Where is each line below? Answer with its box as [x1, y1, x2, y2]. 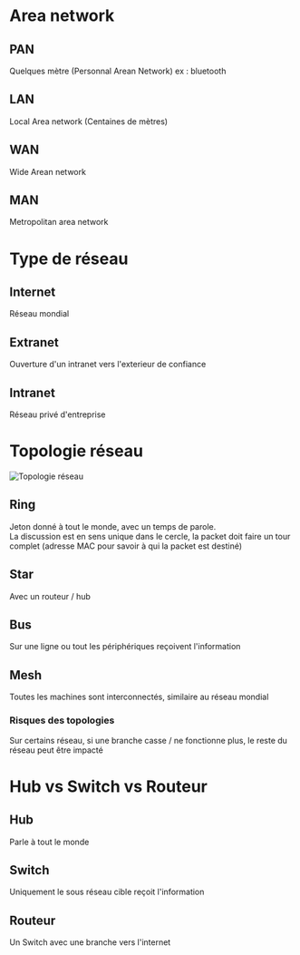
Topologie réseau [9, 441, 143, 462]
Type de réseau [9, 248, 129, 268]
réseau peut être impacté [9, 745, 104, 755]
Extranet [9, 335, 59, 350]
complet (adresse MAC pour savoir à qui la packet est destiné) [9, 541, 243, 551]
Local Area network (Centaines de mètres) [9, 115, 169, 127]
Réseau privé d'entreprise [9, 409, 106, 420]
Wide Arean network [9, 166, 86, 177]
